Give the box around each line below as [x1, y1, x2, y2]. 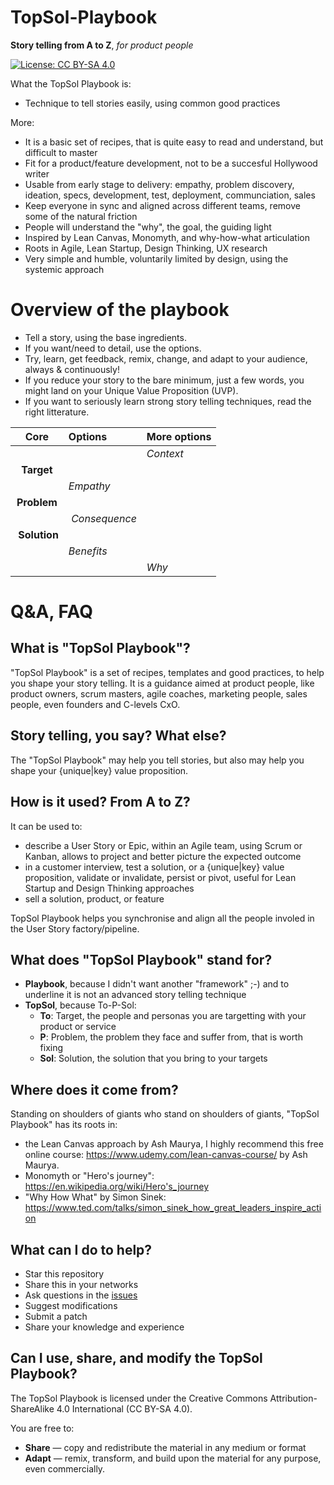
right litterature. [24, 406, 90, 418]
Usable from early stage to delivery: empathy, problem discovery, [24, 178, 295, 190]
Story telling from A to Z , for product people [10, 39, 194, 51]
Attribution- [269, 1392, 318, 1404]
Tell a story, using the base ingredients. [24, 331, 187, 343]
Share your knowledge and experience [24, 1321, 185, 1333]
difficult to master [24, 146, 98, 158]
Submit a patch [24, 1310, 88, 1322]
